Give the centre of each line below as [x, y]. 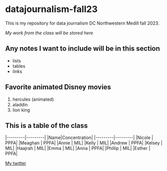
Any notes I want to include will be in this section [82, 49]
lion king [21, 110]
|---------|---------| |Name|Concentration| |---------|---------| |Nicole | [79, 138]
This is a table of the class [46, 126]
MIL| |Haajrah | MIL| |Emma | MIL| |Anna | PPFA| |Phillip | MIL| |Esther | [78, 148]
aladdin [20, 104]
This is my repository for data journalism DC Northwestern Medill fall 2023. [82, 23]
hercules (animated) [33, 99]
